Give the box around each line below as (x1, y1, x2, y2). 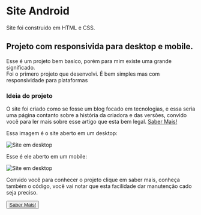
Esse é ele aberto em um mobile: (6, 153, 87, 160)
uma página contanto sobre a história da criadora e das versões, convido (6, 112, 187, 119)
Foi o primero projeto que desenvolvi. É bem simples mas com (6, 70, 160, 77)
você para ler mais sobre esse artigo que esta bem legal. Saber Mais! (6, 118, 178, 126)
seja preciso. (6, 189, 38, 196)
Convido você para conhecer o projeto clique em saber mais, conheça (6, 176, 180, 184)
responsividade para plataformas (6, 76, 88, 83)
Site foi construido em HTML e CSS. (6, 24, 95, 31)
